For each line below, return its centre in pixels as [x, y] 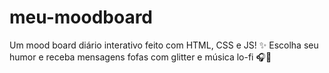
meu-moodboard [81, 17]
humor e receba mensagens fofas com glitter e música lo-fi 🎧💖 [140, 57]
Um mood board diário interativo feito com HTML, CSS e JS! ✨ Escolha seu [164, 45]
